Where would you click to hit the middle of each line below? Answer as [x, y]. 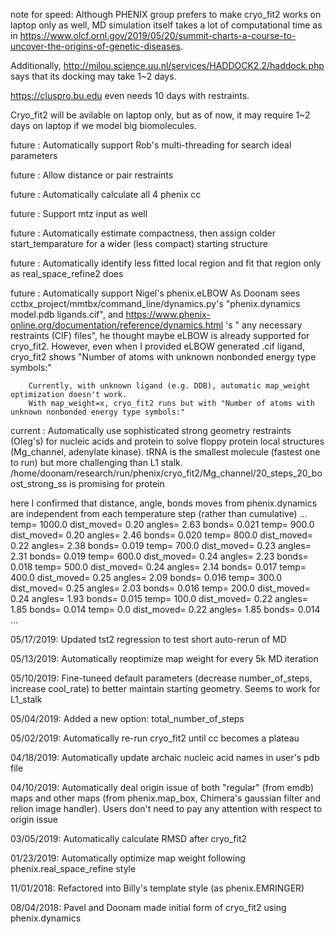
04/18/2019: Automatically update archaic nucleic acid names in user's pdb [165, 757]
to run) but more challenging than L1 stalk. [96, 462]
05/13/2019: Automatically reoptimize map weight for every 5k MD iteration [164, 658]
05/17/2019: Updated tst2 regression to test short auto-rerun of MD [148, 639]
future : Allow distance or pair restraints [92, 175]
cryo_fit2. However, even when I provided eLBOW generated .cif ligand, [157, 346]
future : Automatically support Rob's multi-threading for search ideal [151, 145]
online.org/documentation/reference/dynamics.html [117, 325]
